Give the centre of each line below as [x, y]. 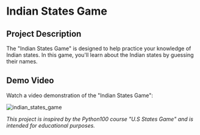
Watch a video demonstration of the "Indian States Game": [80, 95]
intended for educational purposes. [51, 125]
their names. [22, 61]
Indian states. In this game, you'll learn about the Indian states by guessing [100, 55]
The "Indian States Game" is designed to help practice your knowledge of [99, 48]
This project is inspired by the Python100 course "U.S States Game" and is [100, 119]
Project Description [44, 34]
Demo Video [30, 81]
